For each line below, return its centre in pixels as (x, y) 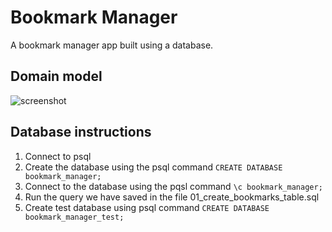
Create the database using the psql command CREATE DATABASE (153, 167)
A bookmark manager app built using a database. (112, 45)
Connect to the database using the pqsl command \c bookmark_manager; (173, 186)
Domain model (56, 76)
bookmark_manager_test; (74, 217)
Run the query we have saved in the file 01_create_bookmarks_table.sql (172, 197)
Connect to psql (58, 156)
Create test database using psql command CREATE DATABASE (147, 207)
